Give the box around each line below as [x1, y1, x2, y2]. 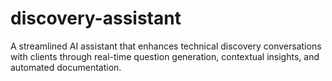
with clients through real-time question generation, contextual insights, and [10, 50, 320, 62]
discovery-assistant [10, 7, 182, 30]
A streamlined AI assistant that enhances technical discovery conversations [10, 40, 322, 52]
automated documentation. [10, 61, 122, 73]
